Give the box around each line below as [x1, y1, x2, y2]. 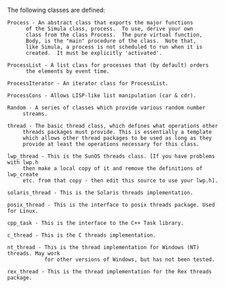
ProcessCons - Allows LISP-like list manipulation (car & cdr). [7, 92, 197, 99]
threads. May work [7, 250, 60, 257]
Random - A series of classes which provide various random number [7, 104, 206, 111]
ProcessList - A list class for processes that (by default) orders [7, 62, 209, 69]
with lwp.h [7, 159, 39, 166]
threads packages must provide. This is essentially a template [22, 128, 213, 135]
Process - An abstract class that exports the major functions [7, 19, 194, 26]
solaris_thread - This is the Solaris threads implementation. [7, 189, 194, 196]
